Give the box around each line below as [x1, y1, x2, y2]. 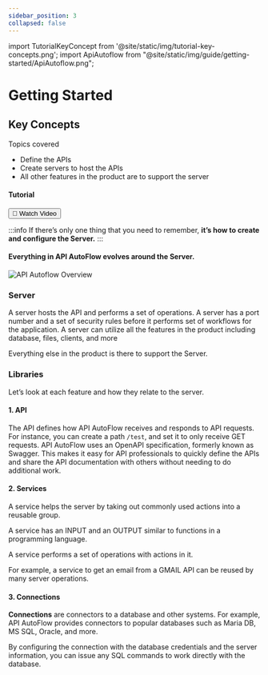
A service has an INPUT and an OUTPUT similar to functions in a [8, 525, 222, 535]
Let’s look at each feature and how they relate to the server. [8, 387, 205, 397]
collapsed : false [8, 19, 66, 27]
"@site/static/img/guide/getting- [142, 50, 250, 59]
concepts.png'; [8, 50, 58, 59]
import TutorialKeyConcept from [8, 41, 114, 50]
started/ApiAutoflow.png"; [8, 58, 94, 68]
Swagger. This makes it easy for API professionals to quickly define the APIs [8, 449, 260, 458]
